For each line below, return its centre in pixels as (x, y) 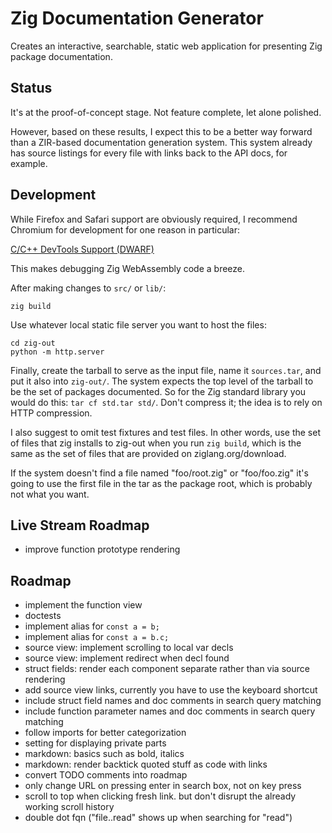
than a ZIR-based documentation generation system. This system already (161, 142)
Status (31, 88)
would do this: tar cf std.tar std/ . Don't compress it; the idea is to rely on (166, 402)
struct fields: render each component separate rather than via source (167, 669)
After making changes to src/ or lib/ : (88, 288)
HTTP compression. (51, 413)
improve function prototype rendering (102, 549)
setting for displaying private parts (95, 743)
